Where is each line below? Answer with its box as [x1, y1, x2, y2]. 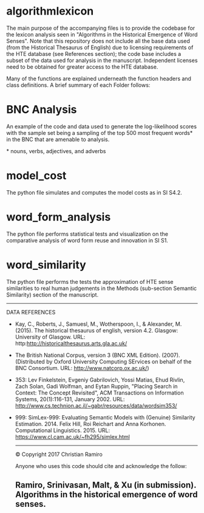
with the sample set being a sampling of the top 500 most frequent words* [6, 129, 193, 136]
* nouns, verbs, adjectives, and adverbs [6, 147, 106, 154]
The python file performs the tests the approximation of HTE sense [6, 278, 174, 285]
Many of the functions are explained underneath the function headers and [6, 75, 191, 82]
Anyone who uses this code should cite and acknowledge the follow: [15, 462, 187, 469]
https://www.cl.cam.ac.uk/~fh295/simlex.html [15, 433, 131, 440]
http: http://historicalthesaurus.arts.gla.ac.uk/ [15, 339, 127, 347]
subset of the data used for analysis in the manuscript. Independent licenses [6, 57, 198, 64]
